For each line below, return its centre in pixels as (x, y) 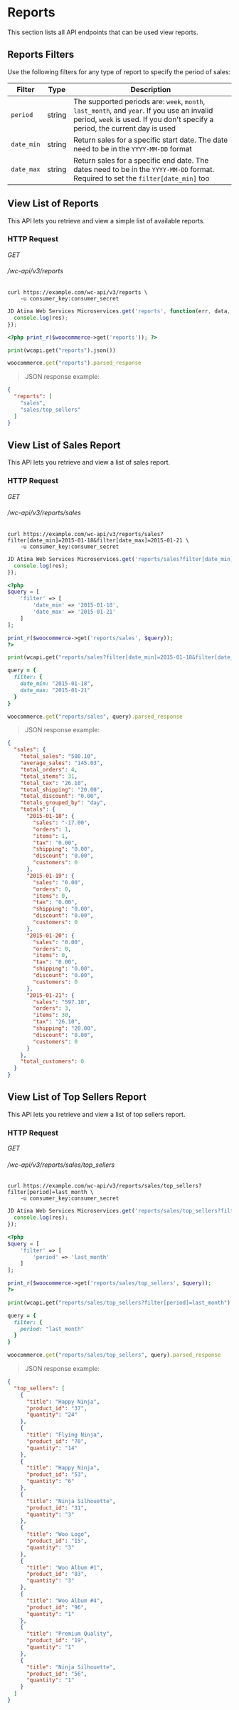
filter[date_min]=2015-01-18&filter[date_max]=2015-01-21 (95, 540)
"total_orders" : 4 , (49, 769)
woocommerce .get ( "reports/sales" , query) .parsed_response (95, 717)
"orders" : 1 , (52, 829)
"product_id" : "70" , (57, 1441)
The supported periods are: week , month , (139, 101)
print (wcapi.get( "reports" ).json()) (62, 350)
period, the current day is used (125, 128)
